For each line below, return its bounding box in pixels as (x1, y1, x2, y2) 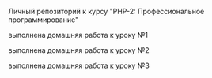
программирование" (8, 15, 79, 24)
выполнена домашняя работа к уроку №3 (8, 61, 150, 70)
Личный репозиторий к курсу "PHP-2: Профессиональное (8, 7, 205, 16)
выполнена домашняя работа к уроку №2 (8, 46, 150, 54)
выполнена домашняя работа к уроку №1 (8, 31, 149, 39)
